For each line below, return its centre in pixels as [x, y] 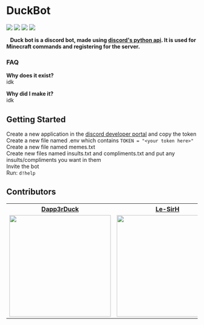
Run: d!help [21, 173]
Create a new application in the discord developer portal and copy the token [101, 134]
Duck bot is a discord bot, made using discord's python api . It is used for [103, 40]
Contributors [31, 192]
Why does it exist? [30, 75]
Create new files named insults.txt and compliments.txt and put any [90, 153]
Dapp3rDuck [60, 209]
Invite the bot [23, 166]
